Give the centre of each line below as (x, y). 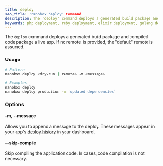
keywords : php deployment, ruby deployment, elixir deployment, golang (79, 23)
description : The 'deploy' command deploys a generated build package (78, 18)
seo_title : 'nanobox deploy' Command (43, 14)
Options (15, 104)
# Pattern (15, 70)
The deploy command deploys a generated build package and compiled (77, 37)
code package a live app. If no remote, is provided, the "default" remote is (79, 42)
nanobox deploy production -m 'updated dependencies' (61, 92)
